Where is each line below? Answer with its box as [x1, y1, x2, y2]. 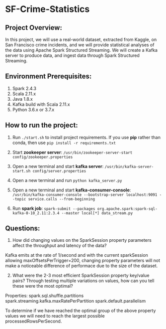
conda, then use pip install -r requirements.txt [12, 140, 116, 146]
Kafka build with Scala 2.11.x [12, 101, 71, 107]
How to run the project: [5, 121, 78, 130]
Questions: [5, 224, 40, 233]
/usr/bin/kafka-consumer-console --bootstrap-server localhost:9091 [12, 192, 158, 197]
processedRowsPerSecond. [5, 318, 62, 325]
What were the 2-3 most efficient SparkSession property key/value [12, 273, 150, 279]
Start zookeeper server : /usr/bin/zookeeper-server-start [12, 149, 133, 155]
